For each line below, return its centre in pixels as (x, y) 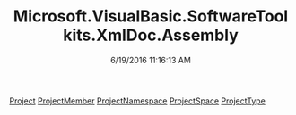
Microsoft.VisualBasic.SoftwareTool (151, 16)
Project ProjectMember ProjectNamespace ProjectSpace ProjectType (138, 101)
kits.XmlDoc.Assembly (151, 35)
